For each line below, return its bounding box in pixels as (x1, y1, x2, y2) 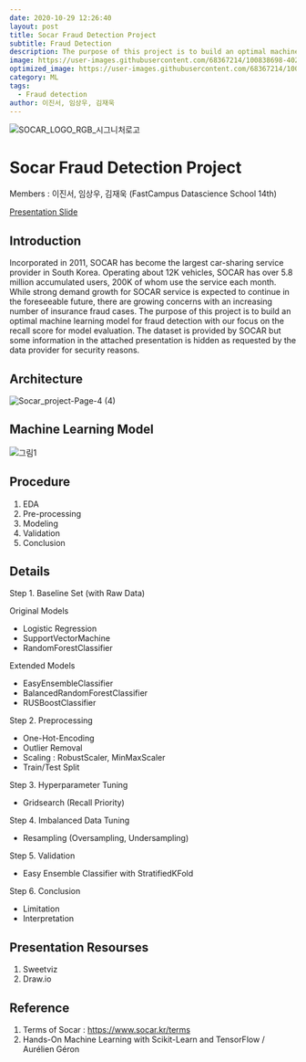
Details (9, 563, 50, 579)
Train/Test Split (22, 762, 80, 773)
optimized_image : (9, 65, 76, 74)
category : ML (9, 73, 59, 82)
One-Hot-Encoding (22, 732, 95, 744)
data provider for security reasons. (9, 344, 140, 356)
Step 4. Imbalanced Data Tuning (9, 815, 130, 826)
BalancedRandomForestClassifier (22, 688, 148, 699)
